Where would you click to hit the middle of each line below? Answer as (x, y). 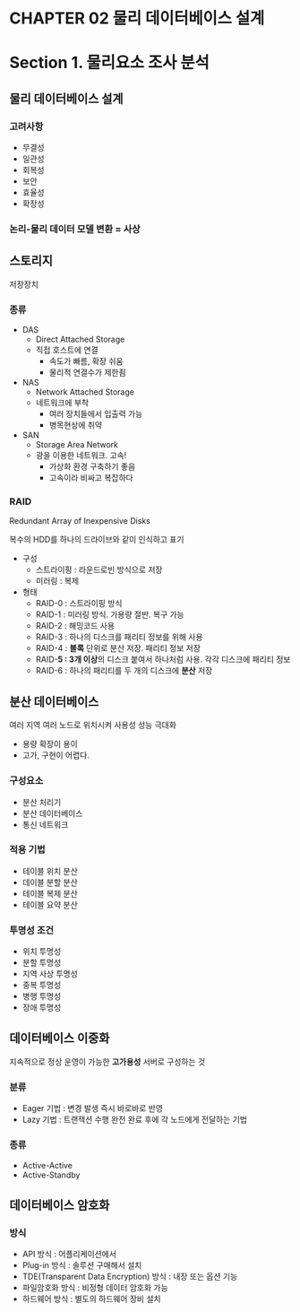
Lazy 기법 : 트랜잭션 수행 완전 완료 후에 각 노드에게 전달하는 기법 (135, 1120)
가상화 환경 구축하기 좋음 (92, 466)
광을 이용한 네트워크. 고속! (81, 456)
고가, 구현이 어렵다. (56, 755)
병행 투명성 (42, 996)
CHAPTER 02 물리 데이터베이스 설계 (137, 18)
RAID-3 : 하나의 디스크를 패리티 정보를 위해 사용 (119, 637)
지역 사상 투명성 (50, 974)
